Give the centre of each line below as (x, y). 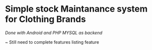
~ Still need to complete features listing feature (52, 42)
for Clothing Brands (46, 19)
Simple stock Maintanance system (76, 9)
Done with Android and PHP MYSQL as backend (54, 33)
